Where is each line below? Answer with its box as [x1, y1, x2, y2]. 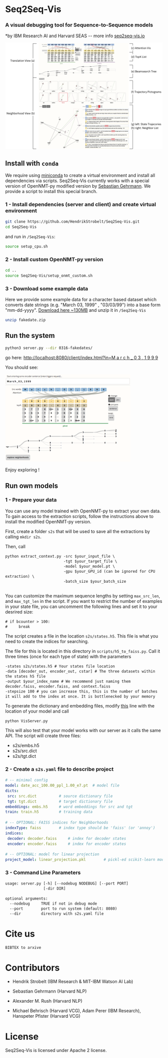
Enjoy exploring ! [5, 467, 40, 473]
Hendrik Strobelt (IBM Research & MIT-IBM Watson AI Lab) [12, 979, 133, 985]
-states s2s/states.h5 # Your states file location [5, 664, 115, 669]
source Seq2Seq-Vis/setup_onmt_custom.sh [5, 273, 93, 279]
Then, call [5, 543, 26, 549]
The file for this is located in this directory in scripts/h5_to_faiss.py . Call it [5, 648, 160, 654]
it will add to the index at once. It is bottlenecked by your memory [5, 694, 155, 699]
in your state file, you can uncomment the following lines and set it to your [5, 603, 157, 609]
